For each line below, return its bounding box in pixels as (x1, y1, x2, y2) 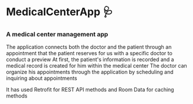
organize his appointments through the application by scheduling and (6, 69, 174, 76)
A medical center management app (6, 31, 109, 39)
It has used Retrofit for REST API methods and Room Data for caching (6, 86, 174, 93)
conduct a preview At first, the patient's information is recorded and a (6, 56, 174, 63)
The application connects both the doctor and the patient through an (6, 43, 172, 51)
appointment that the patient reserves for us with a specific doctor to (6, 50, 173, 57)
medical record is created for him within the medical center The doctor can (6, 62, 188, 69)
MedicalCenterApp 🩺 (6, 5, 113, 19)
